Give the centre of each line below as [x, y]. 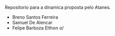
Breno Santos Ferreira [35, 17]
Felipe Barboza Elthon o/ [38, 28]
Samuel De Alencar [32, 23]
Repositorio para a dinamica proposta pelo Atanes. [58, 7]
